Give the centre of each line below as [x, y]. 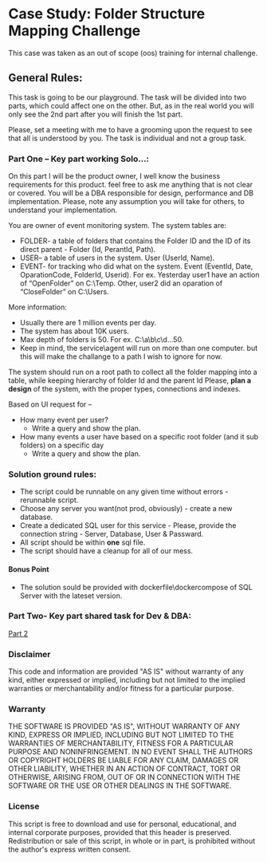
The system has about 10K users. [75, 331]
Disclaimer [29, 654]
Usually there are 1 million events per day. [88, 323]
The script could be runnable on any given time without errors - [124, 492]
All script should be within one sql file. [82, 542]
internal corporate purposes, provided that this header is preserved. [120, 832]
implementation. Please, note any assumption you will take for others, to [126, 202]
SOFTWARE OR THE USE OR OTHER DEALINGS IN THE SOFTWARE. [120, 785]
